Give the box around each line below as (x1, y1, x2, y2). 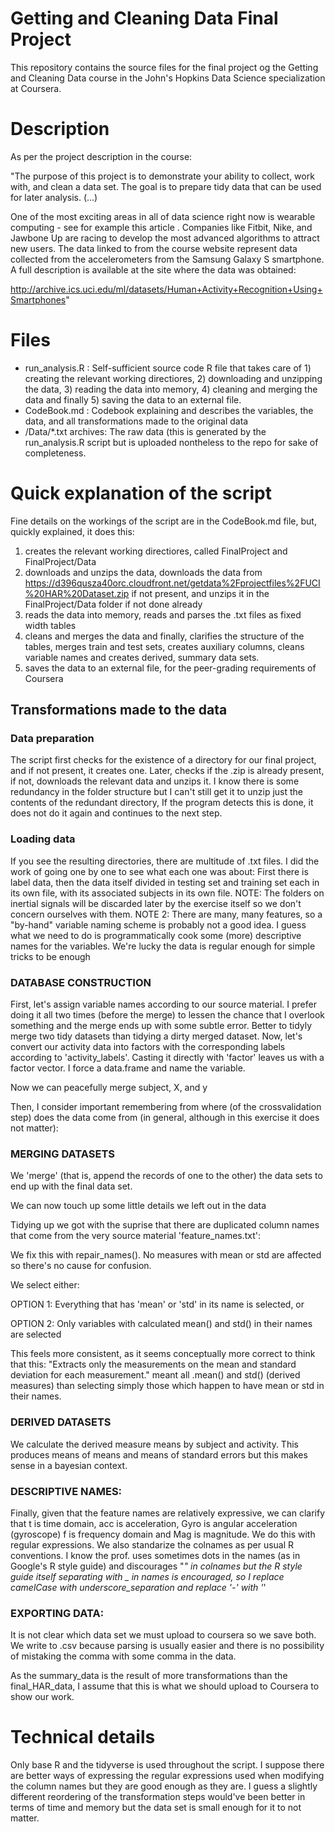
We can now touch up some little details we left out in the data (10, 1200, 267, 1212)
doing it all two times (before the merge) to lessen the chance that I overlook (10, 1009, 325, 1021)
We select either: (10, 1279, 80, 1291)
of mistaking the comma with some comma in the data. (10, 1650, 237, 1662)
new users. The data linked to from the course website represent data (10, 242, 298, 254)
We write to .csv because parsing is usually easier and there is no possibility (10, 1640, 325, 1652)
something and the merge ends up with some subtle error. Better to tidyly (10, 1020, 313, 1032)
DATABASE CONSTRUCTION (10, 975, 152, 989)
